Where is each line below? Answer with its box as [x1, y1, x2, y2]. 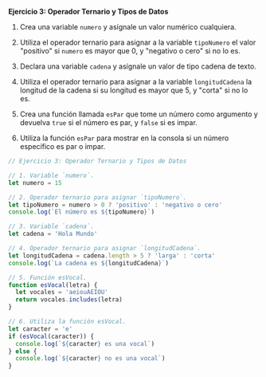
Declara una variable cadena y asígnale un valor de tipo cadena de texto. [19, 61, 256, 71]
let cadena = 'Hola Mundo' [8, 230, 98, 238]
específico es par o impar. [19, 142, 106, 151]
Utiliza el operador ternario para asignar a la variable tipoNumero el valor [19, 37, 256, 47]
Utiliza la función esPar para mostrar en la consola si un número [19, 133, 229, 143]
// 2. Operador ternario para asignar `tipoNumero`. [8, 193, 187, 202]
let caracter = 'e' [8, 324, 73, 333]
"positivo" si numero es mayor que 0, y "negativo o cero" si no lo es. [19, 46, 241, 55]
